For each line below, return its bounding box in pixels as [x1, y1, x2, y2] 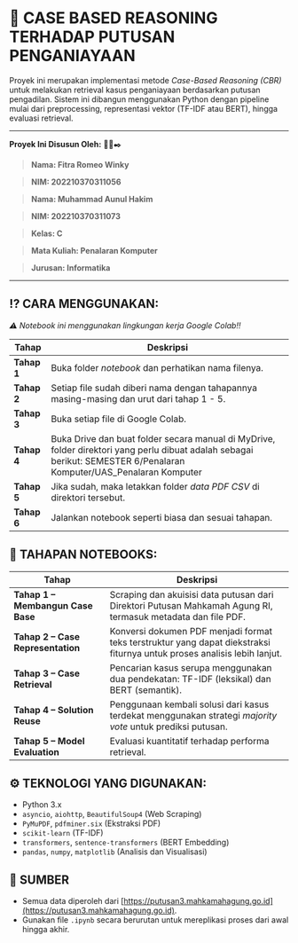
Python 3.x [21, 799, 62, 810]
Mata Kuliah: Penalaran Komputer [30, 245, 158, 255]
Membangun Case [13, 599, 93, 611]
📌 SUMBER [9, 872, 69, 887]
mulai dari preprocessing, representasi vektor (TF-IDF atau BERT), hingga [9, 103, 278, 114]
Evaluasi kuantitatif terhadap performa [109, 735, 270, 747]
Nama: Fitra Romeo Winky [30, 159, 129, 169]
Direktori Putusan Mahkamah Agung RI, [109, 599, 273, 611]
